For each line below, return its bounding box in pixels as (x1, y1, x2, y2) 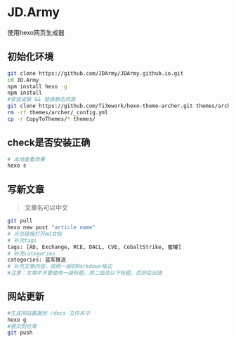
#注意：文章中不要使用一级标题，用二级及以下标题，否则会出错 (7, 269, 162, 277)
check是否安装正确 (7, 137, 91, 149)
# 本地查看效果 (7, 156, 46, 163)
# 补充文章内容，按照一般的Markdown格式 (7, 263, 112, 270)
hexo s (7, 162, 27, 169)
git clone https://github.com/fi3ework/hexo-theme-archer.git (7, 102, 193, 109)
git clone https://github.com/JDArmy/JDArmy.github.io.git (7, 69, 184, 77)
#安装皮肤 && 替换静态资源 (7, 96, 76, 103)
